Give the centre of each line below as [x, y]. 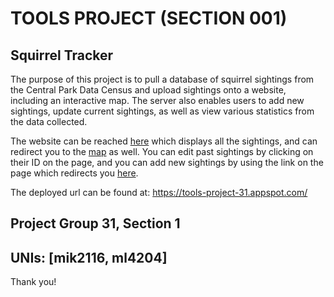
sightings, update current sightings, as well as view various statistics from [162, 111]
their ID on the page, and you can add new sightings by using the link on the [167, 162]
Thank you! [33, 282]
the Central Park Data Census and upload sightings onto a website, [148, 90]
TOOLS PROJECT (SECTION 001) [149, 18]
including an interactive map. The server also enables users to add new [157, 100]
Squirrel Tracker [62, 55]
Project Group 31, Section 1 [95, 223]
